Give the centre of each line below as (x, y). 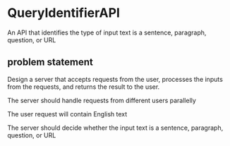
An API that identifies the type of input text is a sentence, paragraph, (107, 32)
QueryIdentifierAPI (63, 13)
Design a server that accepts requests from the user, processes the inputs (115, 79)
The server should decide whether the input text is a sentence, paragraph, (115, 128)
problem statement (50, 62)
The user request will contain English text (67, 114)
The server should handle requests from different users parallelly (102, 100)
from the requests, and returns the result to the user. (84, 87)
